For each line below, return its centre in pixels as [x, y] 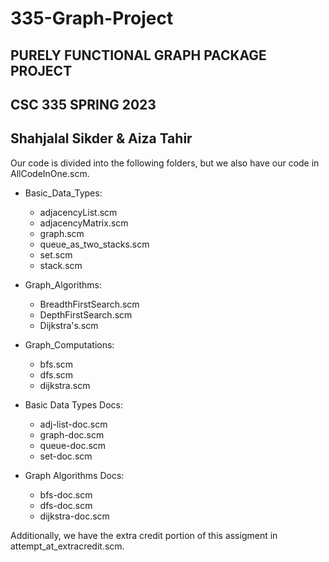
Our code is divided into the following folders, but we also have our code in [165, 163]
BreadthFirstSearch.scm [89, 304]
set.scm [56, 254]
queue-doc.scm [73, 445]
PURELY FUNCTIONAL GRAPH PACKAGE [138, 55]
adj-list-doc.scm [73, 424]
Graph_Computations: [69, 344]
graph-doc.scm [72, 434]
